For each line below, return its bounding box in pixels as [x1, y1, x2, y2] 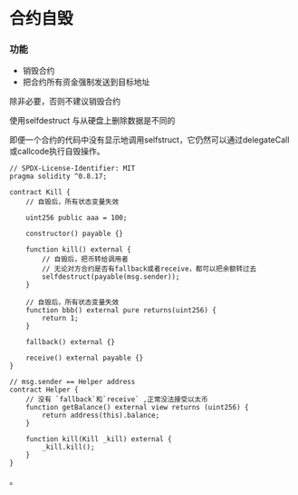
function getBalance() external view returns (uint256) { [25, 403, 249, 412]
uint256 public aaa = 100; [25, 213, 128, 223]
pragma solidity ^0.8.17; [9, 172, 107, 182]
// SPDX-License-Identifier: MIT [9, 164, 136, 173]
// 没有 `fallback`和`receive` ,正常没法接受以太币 [25, 395, 208, 404]
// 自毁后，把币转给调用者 [42, 255, 129, 264]
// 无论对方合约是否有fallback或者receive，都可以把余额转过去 [42, 264, 256, 273]
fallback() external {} [25, 338, 116, 347]
